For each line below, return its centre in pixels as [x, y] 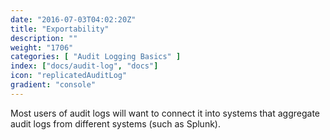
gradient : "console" [53, 85]
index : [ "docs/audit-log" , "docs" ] [84, 66]
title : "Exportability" [60, 29]
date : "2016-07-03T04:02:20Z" [73, 19]
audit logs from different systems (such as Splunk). [115, 123]
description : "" [44, 38]
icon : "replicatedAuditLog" [69, 76]
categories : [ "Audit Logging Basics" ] [96, 57]
